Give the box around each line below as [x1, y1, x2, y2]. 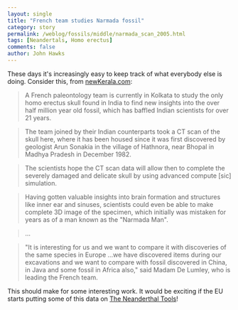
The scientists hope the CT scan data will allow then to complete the [24, 164, 225, 172]
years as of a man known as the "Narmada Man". [24, 215, 168, 224]
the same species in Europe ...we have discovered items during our [24, 250, 222, 259]
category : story [7, 23, 55, 31]
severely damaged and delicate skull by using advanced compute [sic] [24, 171, 232, 180]
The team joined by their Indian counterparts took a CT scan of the [24, 127, 220, 136]
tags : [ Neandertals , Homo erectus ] [7, 37, 113, 44]
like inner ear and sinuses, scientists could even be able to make [24, 200, 214, 208]
